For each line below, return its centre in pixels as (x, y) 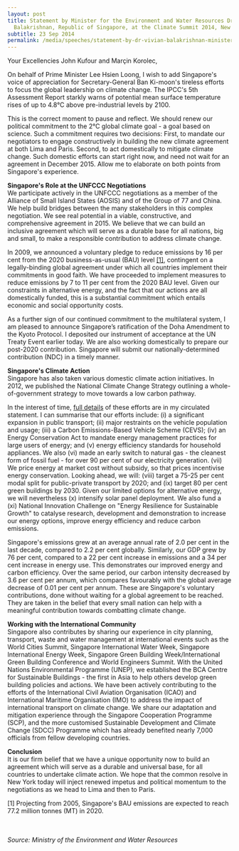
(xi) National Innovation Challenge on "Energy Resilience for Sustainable (113, 506)
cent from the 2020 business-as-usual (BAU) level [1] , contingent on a (110, 260)
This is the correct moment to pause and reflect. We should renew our (110, 119)
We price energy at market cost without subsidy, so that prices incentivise (116, 468)
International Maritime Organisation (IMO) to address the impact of (105, 700)
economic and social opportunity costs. (65, 305)
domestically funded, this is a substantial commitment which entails (106, 298)
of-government (30, 393)
